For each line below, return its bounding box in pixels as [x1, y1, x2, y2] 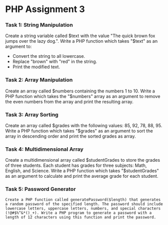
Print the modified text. [12, 64, 60, 70]
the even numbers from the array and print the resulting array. [5, 98, 134, 104]
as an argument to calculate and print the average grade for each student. [5, 173, 158, 179]
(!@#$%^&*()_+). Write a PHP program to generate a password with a [5, 210, 152, 215]
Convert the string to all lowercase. [12, 53, 86, 59]
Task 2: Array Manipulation [5, 76, 73, 83]
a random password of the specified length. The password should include [5, 201, 163, 206]
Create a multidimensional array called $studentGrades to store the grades [5, 157, 160, 163]
